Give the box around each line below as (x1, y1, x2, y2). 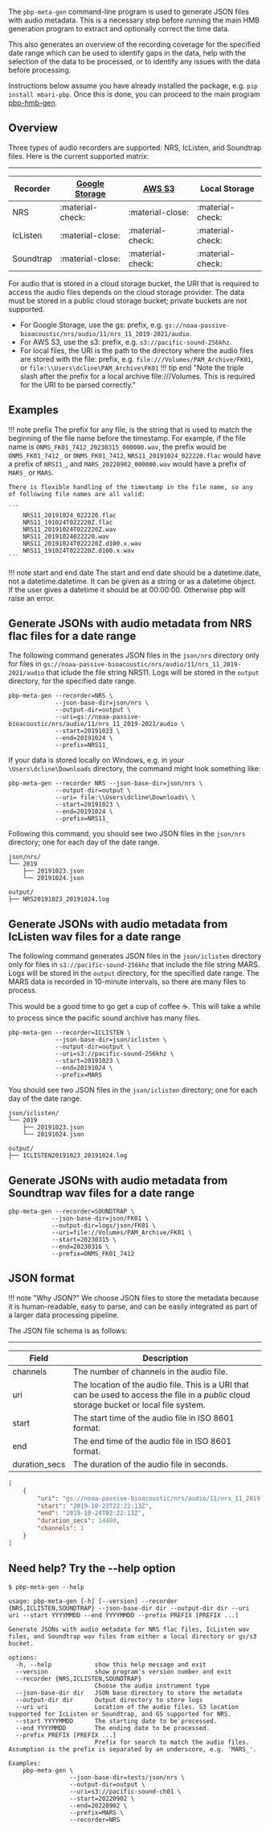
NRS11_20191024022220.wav (22, 532, 110, 541)
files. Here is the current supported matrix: (8, 151, 149, 160)
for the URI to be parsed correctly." (19, 380, 137, 389)
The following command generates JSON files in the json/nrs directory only (8, 650, 260, 660)
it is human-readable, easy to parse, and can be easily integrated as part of (8, 1301, 258, 1311)
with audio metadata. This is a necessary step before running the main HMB (8, 15, 260, 25)
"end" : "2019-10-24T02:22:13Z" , (37, 1509, 146, 1517)
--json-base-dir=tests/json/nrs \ (69, 1773, 185, 1782)
